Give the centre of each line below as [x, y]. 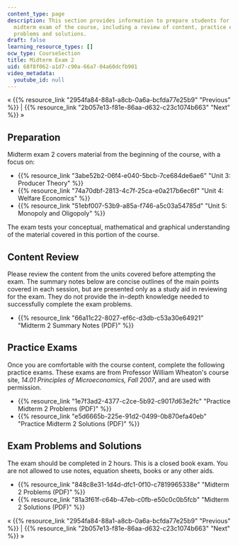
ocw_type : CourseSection [44, 54]
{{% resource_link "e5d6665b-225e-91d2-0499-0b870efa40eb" [112, 416]
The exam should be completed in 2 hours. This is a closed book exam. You [118, 463]
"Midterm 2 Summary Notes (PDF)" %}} [76, 325]
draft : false [27, 40]
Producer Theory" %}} [50, 183]
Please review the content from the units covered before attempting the [112, 274]
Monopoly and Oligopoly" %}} [62, 213]
